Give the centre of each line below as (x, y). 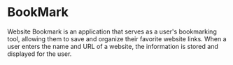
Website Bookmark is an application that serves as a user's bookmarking (112, 31)
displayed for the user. (40, 54)
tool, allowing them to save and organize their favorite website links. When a (117, 38)
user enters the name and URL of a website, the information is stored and (113, 46)
